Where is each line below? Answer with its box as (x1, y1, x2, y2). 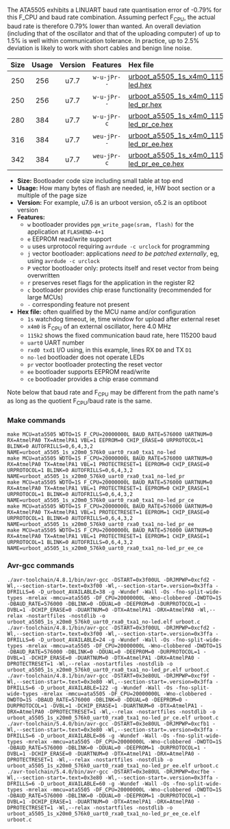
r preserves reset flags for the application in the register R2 (27, 278, 195, 286)
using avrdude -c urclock (27, 256, 101, 264)
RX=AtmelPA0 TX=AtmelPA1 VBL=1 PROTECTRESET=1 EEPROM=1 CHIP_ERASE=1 (7, 533, 210, 540)
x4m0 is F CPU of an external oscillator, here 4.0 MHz (27, 322, 172, 332)
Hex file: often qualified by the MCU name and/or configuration (16, 308, 196, 316)
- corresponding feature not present (27, 300, 130, 308)
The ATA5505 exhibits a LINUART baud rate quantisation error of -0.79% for (7, 6, 222, 14)
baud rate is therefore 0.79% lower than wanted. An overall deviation (7, 22, 201, 30)
